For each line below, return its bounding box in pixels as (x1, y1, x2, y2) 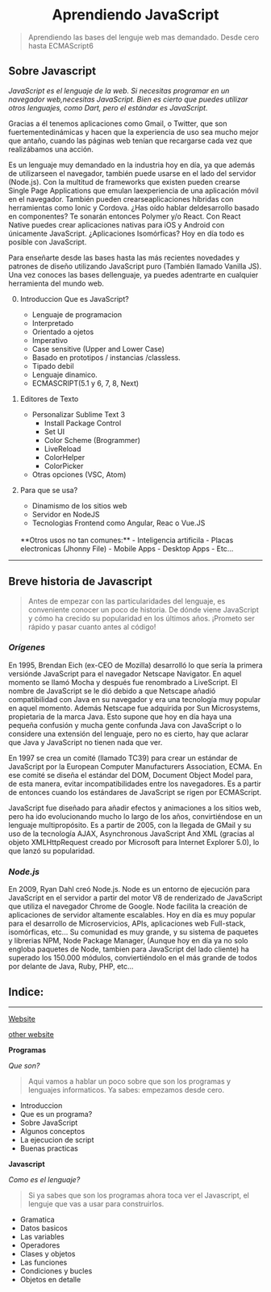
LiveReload (44, 444, 81, 454)
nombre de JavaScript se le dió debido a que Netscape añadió (8, 686, 216, 696)
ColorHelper (44, 452, 85, 462)
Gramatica (19, 1215, 55, 1224)
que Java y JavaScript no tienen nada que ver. (8, 737, 163, 747)
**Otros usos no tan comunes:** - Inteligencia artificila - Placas (19, 535, 234, 545)
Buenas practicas (19, 1144, 78, 1153)
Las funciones (19, 1257, 68, 1267)
